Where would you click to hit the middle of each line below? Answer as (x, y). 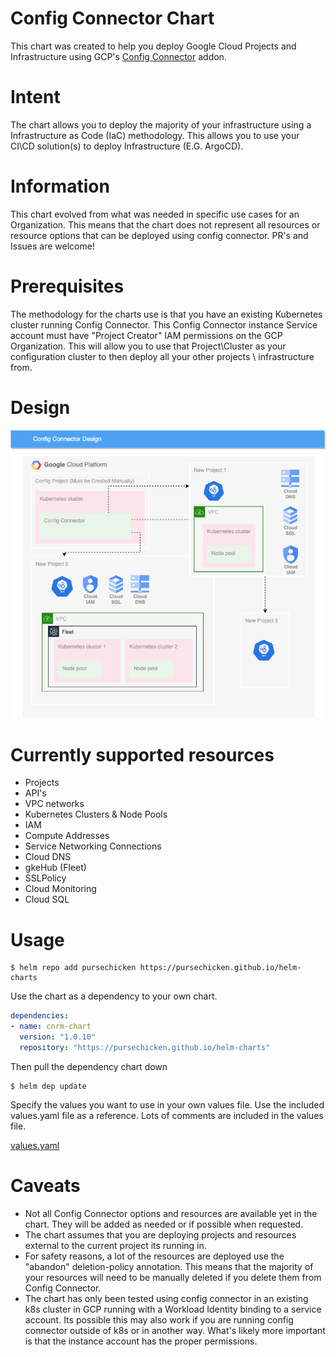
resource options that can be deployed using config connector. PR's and (159, 235)
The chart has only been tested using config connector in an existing (166, 1298)
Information (60, 186)
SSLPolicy (45, 878)
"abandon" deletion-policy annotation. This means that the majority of (169, 1266)
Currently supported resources (142, 754)
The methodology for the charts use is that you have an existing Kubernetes (166, 314)
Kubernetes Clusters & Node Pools (96, 814)
